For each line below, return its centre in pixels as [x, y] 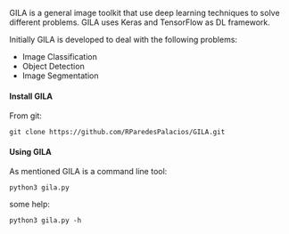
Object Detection [53, 66]
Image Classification [60, 56]
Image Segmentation [60, 76]
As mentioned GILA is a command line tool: [88, 172]
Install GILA [31, 96]
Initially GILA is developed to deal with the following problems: [124, 40]
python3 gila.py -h [45, 221]
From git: [26, 116]
